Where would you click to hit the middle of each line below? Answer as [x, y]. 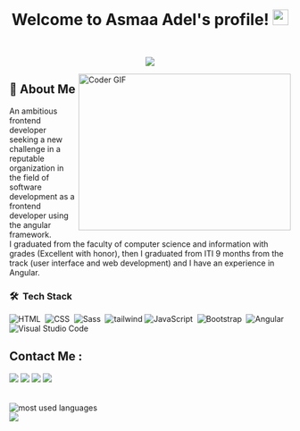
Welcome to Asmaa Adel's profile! [141, 20]
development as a [42, 196]
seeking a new [36, 139]
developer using [39, 215]
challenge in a [35, 148]
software [25, 187]
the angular [30, 224]
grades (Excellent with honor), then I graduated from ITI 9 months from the [146, 253]
